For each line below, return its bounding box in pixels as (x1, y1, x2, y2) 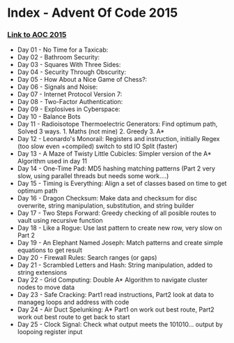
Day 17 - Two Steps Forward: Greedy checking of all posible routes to (17, 209, 217, 217)
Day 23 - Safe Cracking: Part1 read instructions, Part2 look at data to (17, 291, 214, 299)
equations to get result (17, 246, 82, 254)
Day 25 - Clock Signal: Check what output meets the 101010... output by (17, 320, 223, 329)
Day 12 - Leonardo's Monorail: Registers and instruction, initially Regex (17, 135, 220, 143)
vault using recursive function (17, 217, 103, 225)
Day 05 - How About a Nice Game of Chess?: (17, 75, 148, 84)
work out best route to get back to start (17, 313, 130, 321)
